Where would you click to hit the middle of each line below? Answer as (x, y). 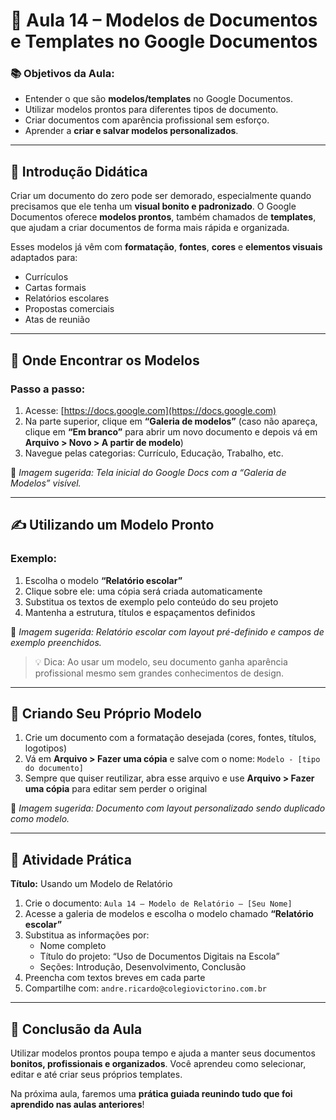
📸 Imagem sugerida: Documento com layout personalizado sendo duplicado (168, 808)
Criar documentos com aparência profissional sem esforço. (147, 120)
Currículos (46, 277)
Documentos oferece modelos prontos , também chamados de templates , (163, 217)
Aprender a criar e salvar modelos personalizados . (131, 131)
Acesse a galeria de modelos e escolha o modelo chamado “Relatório (169, 914)
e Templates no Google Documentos (164, 41)
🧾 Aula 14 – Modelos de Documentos (164, 20)
